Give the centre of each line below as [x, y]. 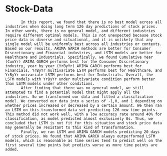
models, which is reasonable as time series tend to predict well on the [84, 140]
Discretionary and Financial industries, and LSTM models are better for [84, 53]
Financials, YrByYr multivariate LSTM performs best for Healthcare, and [84, 70]
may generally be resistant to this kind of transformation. [70, 127]
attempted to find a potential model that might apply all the [72, 92]
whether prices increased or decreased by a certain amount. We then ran [84, 105]
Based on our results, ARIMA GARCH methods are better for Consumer [78, 48]
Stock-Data [29, 9]
